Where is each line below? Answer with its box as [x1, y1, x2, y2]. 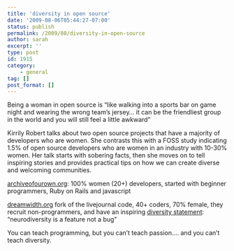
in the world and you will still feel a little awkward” [7, 116, 151, 124]
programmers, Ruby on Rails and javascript [7, 187, 131, 195]
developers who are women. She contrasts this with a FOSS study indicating [7, 137, 227, 145]
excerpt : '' [7, 43, 42, 50]
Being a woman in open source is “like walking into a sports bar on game [7, 100, 217, 109]
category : [7, 62, 36, 69]
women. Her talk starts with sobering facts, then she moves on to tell [7, 151, 205, 160]
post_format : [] [7, 82, 54, 89]
